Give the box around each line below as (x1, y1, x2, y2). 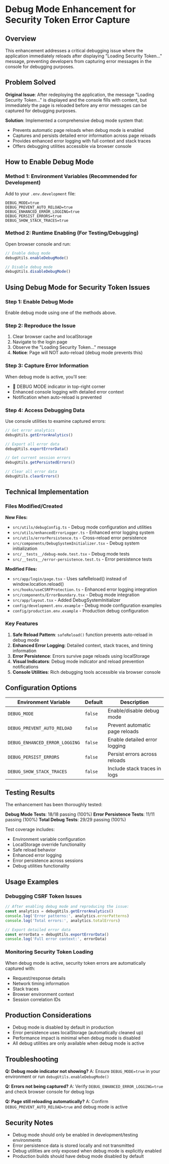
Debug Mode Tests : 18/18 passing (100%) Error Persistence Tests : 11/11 (5, 811, 155, 817)
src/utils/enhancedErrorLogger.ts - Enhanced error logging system (12, 529, 154, 535)
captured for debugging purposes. (5, 107, 77, 114)
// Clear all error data (5, 469, 57, 474)
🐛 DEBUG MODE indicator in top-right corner (12, 383, 106, 390)
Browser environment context (12, 991, 74, 997)
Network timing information (12, 980, 69, 986)
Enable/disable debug (107, 707, 159, 714)
